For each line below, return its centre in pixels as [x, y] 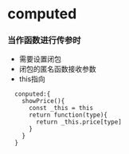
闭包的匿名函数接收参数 [57, 69]
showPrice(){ [43, 101]
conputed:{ [33, 94]
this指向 [32, 79]
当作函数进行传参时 [44, 41]
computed [42, 14]
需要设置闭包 [40, 59]
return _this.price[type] [79, 122]
